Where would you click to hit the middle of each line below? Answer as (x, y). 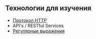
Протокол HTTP (30, 20)
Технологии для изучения (49, 8)
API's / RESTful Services (38, 25)
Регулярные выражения (38, 31)
